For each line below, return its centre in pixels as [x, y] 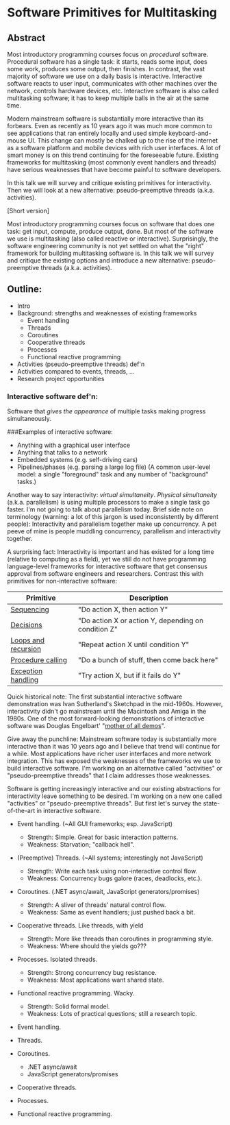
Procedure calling [39, 660]
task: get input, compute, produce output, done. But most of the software [110, 231]
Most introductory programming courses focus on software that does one [111, 224]
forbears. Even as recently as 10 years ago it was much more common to [110, 126]
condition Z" [98, 629]
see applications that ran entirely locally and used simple [87, 133]
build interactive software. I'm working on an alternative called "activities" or [115, 769]
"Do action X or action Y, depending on [141, 620]
